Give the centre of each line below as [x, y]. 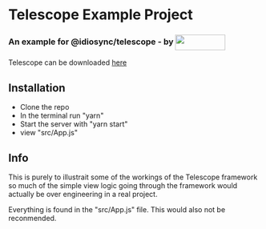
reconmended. [32, 219]
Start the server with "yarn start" [74, 124]
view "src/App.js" [49, 133]
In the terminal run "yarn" [62, 116]
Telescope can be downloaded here [68, 62]
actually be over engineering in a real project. [83, 195]
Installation [37, 88]
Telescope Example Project [101, 15]
